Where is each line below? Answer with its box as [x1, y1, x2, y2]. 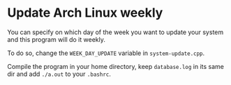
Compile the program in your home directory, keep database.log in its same [7, 62, 225, 70]
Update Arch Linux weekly [7, 5, 163, 21]
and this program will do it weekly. [7, 35, 106, 43]
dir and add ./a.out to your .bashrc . [7, 70, 112, 78]
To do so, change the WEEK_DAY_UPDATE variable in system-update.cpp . [7, 49, 205, 57]
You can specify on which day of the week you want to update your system [7, 28, 224, 36]
